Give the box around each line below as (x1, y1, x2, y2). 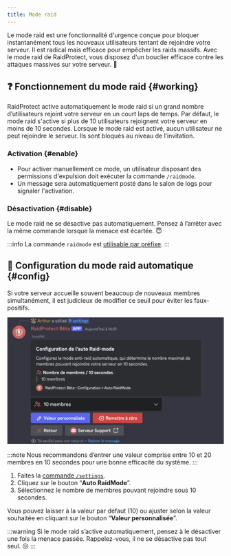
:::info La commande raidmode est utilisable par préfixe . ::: (7, 240, 170, 248)
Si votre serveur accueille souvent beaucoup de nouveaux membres (7, 289, 201, 297)
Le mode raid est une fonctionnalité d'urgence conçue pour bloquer (7, 31, 199, 39)
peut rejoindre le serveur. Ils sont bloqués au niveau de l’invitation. (7, 131, 195, 140)
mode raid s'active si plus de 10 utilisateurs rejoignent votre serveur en (7, 117, 208, 125)
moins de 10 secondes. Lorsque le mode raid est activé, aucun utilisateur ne (7, 125, 222, 133)
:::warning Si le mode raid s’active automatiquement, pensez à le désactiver (7, 527, 221, 535)
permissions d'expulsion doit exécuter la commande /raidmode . (16, 172, 197, 180)
